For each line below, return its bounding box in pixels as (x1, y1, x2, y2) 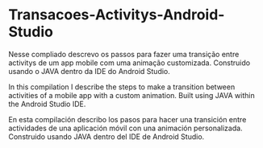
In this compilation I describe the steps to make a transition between (8, 82, 236, 92)
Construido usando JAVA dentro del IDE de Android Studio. (8, 131, 205, 142)
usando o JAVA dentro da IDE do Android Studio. (8, 66, 171, 76)
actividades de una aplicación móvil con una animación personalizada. (8, 123, 244, 133)
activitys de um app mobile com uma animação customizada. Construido (8, 58, 251, 68)
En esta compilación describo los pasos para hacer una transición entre (8, 114, 247, 124)
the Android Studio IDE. (8, 99, 86, 109)
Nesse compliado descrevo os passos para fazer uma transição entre (8, 49, 240, 59)
